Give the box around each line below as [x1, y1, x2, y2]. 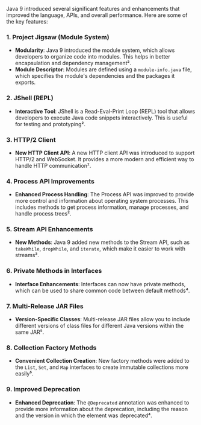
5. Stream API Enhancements [6, 225, 93, 234]
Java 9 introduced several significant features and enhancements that [6, 5, 180, 12]
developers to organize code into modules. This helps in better [14, 53, 170, 60]
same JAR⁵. [14, 328, 44, 336]
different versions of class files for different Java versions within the [14, 322, 184, 330]
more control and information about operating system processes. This [14, 197, 188, 205]
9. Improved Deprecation [6, 385, 81, 394]
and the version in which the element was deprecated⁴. [14, 412, 152, 419]
